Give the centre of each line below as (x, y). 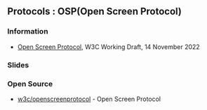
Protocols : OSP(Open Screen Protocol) (95, 12)
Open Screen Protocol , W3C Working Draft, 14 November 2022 (108, 47)
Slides (18, 64)
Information (28, 32)
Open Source (30, 83)
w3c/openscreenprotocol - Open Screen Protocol (89, 99)
